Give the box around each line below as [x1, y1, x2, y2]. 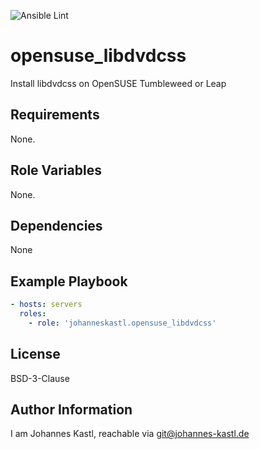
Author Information [10, 401, 133, 419]
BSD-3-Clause [10, 372, 70, 384]
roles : [19, 309, 47, 319]
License [10, 346, 61, 363]
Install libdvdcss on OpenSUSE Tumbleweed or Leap [10, 77, 227, 89]
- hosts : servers [10, 300, 83, 310]
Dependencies [10, 217, 103, 234]
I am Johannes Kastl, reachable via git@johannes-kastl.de [10, 428, 250, 440]
